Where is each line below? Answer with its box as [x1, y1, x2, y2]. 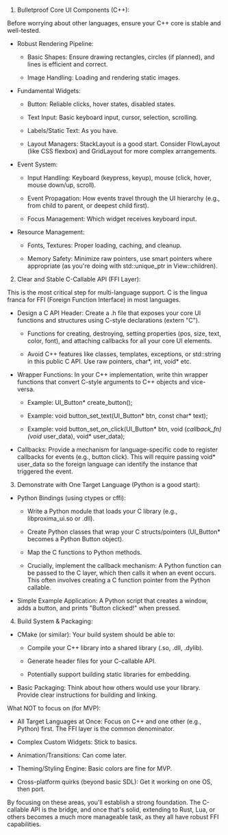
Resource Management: [16, 228, 85, 236]
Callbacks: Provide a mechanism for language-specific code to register [16, 445, 218, 453]
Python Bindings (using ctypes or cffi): [16, 494, 126, 502]
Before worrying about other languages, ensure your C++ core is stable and [7, 19, 221, 27]
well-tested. [7, 27, 41, 34]
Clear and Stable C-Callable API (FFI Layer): [16, 275, 141, 283]
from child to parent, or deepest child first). [27, 201, 149, 210]
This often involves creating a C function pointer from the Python [27, 576, 211, 584]
